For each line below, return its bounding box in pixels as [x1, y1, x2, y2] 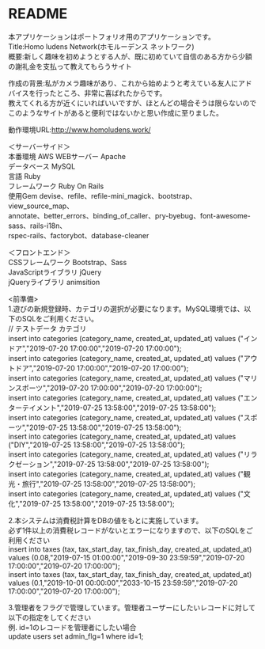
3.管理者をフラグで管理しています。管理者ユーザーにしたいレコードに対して [8, 602, 256, 612]
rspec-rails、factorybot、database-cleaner [8, 230, 150, 240]
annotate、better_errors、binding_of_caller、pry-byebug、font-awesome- [8, 211, 252, 220]
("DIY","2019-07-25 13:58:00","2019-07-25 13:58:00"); [8, 440, 186, 450]
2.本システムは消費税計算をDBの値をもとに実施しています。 [8, 515, 203, 525]
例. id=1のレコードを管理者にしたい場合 [8, 622, 137, 632]
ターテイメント [8, 403, 57, 412]
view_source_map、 [8, 201, 74, 211]
